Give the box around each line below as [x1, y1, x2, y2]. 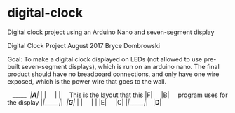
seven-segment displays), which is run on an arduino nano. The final [21, 62, 220, 70]
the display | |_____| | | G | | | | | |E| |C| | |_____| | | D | [7, 98, 162, 106]
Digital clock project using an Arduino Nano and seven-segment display [7, 28, 215, 36]
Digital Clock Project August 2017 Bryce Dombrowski [7, 41, 160, 50]
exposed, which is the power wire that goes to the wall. [7, 77, 167, 85]
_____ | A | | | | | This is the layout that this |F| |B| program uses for [12, 91, 228, 99]
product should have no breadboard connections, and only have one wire [7, 70, 220, 78]
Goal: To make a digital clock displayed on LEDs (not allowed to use [7, 54, 203, 63]
